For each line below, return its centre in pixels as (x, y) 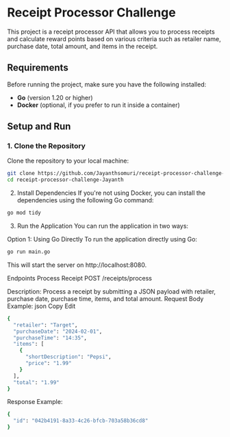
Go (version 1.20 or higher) (55, 97)
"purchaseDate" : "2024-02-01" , (58, 331)
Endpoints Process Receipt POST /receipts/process (80, 278)
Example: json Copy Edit (41, 306)
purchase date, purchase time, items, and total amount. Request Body (105, 298)
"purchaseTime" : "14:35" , (50, 338)
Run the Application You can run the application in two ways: (103, 226)
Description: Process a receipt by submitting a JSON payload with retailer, (112, 291)
